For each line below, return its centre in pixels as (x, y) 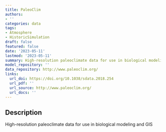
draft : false (19, 42)
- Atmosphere (19, 33)
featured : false (22, 46)
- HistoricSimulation (27, 38)
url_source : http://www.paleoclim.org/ (51, 88)
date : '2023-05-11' (25, 51)
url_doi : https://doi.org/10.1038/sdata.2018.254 (62, 79)
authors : (14, 14)
